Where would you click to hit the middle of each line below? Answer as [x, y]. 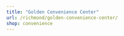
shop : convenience [29, 23]
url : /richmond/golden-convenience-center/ [62, 18]
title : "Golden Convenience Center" [53, 12]
